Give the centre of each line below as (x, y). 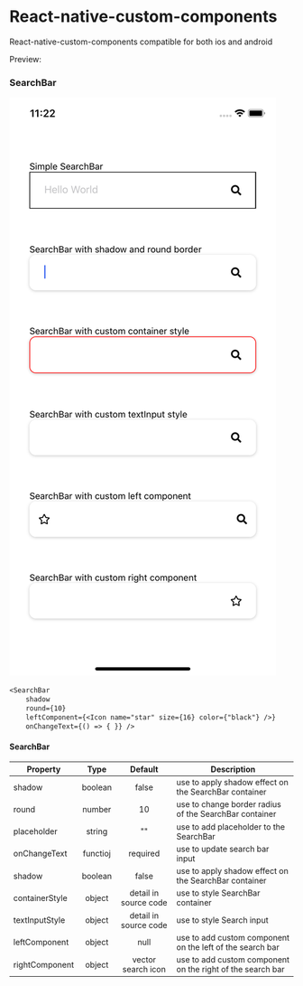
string (97, 831)
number (97, 809)
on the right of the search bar (231, 970)
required (144, 854)
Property (44, 769)
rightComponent (44, 964)
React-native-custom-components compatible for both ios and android (141, 42)
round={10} (46, 709)
